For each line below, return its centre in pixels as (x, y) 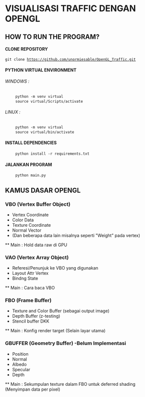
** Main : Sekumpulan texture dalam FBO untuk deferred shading (70, 384)
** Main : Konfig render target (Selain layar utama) (55, 331)
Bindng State (25, 278)
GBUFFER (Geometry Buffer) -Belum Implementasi (66, 343)
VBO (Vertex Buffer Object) (38, 204)
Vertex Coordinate (30, 215)
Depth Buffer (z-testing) (36, 316)
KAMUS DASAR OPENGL (43, 190)
